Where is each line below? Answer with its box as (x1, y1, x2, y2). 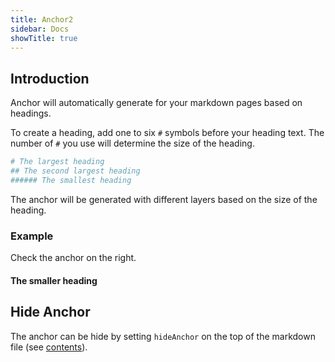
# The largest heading (10, 157, 105, 167)
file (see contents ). (10, 341, 88, 353)
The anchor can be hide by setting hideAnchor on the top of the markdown (10, 330, 316, 342)
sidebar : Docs (10, 24, 70, 34)
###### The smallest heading (10, 175, 132, 185)
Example (10, 229, 54, 243)
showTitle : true (10, 33, 78, 43)
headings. (10, 107, 52, 120)
